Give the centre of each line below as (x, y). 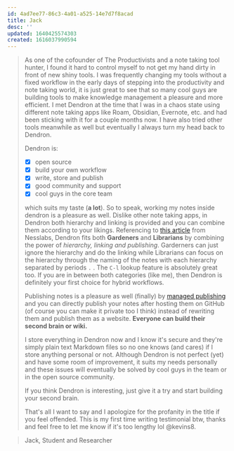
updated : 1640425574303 (42, 33)
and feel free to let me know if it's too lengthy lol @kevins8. (110, 427)
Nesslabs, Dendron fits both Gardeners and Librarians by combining (124, 238)
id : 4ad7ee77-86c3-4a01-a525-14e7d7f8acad (70, 14)
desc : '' (20, 27)
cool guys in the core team (73, 193)
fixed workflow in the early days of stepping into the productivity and (124, 82)
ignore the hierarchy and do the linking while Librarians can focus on (124, 253)
